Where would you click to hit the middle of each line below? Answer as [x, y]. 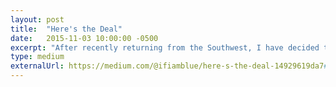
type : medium [37, 57]
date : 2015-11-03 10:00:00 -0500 [84, 38]
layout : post [37, 19]
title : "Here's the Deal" [66, 29]
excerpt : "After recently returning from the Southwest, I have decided [165, 47]
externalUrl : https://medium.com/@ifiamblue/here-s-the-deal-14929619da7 [167, 66]
